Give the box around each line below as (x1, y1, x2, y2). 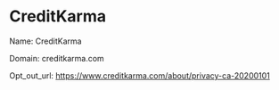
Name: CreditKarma (9, 36, 82, 46)
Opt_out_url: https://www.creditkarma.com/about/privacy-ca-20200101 (9, 70, 270, 81)
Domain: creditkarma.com (9, 53, 104, 63)
